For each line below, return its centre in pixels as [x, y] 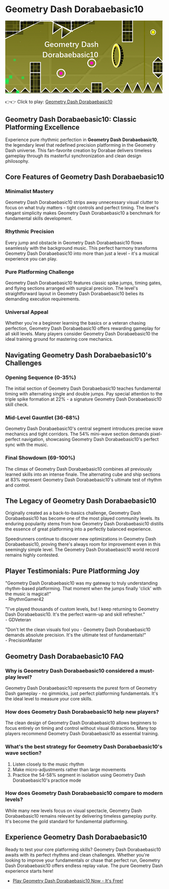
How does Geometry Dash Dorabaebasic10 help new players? [82, 712]
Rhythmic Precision [30, 232]
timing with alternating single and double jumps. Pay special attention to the [84, 394]
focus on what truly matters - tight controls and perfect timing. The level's [82, 208]
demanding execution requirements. [43, 299]
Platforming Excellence [42, 127]
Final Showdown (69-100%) [40, 458]
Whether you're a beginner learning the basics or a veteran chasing [75, 323]
